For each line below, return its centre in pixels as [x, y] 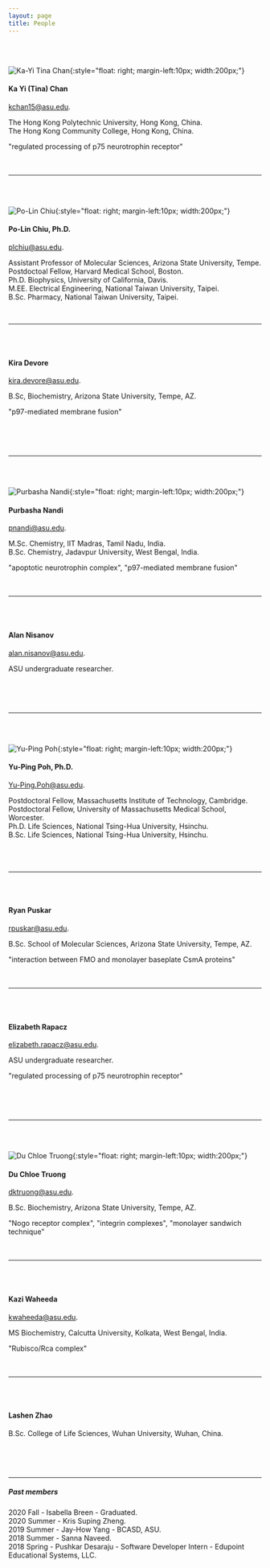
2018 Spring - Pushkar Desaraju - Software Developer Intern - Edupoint [127, 1546]
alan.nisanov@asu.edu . [47, 653]
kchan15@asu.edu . [39, 106]
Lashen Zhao [31, 1415]
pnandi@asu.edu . [37, 528]
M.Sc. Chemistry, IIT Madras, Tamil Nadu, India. [87, 543]
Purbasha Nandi [36, 510]
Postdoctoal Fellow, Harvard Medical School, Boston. [96, 271]
